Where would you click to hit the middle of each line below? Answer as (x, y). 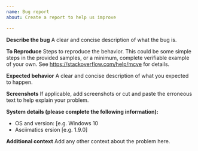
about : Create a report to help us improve (61, 17)
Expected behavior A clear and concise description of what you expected (98, 75)
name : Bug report (28, 12)
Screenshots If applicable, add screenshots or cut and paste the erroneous (99, 93)
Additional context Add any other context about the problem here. (88, 141)
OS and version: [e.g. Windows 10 (57, 123)
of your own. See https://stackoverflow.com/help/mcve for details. (88, 64)
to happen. (19, 82)
